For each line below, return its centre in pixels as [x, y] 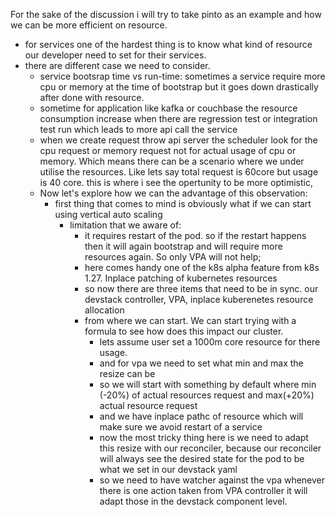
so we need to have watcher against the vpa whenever [212, 480]
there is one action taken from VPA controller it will [203, 490]
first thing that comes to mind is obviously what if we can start [183, 203]
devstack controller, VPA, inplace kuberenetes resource [199, 299]
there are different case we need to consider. [117, 65]
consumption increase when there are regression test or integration [178, 118]
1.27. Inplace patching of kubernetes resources [181, 278]
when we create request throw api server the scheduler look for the [178, 140]
